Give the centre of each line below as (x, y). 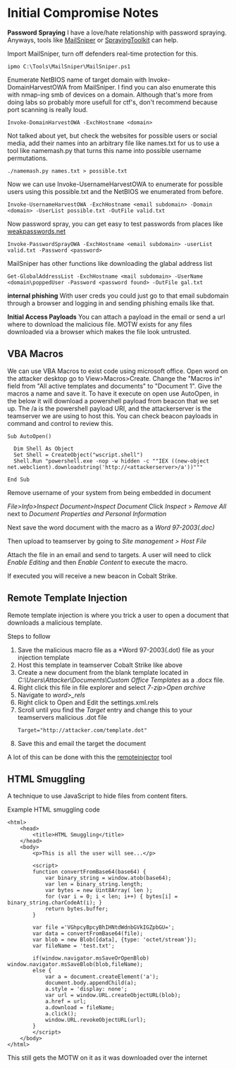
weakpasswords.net (37, 231)
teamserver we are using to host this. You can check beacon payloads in (113, 416)
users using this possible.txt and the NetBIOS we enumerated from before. (116, 191)
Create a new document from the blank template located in (103, 672)
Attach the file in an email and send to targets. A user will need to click (109, 554)
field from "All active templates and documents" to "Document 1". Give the (115, 386)
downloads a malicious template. (55, 623)
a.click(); (61, 1014)
